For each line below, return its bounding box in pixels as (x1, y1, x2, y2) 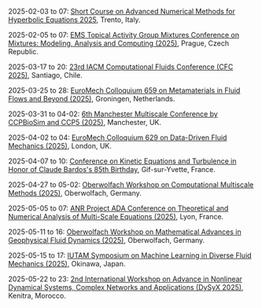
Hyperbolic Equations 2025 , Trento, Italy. (8, 15, 141, 24)
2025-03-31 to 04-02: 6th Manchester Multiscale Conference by (8, 109, 218, 119)
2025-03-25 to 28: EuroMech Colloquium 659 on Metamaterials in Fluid (8, 86, 241, 95)
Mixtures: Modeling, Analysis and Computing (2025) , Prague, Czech (8, 38, 230, 48)
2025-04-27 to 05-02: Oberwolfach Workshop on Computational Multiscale (8, 180, 254, 189)
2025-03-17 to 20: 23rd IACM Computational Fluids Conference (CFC (8, 62, 234, 71)
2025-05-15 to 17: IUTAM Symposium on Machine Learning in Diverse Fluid (8, 251, 252, 260)
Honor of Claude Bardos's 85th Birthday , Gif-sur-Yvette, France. (8, 165, 216, 174)
